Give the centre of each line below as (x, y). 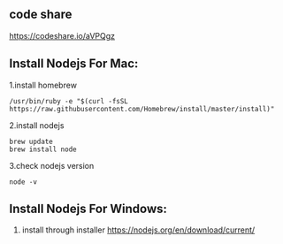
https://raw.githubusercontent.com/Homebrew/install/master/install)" (142, 109)
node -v (23, 182)
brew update (31, 141)
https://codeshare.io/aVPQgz (62, 35)
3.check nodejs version (52, 165)
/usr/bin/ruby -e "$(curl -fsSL (69, 101)
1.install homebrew (43, 85)
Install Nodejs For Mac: (74, 64)
